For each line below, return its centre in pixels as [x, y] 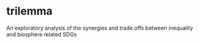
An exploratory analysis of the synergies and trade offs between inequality [100, 28]
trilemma [30, 11]
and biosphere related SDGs [42, 34]
